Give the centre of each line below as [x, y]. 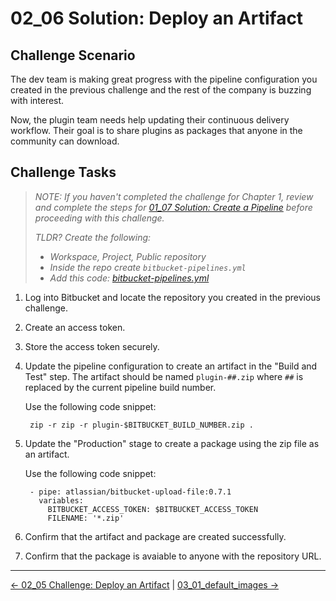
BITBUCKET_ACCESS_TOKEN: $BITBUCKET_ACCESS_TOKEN [153, 509]
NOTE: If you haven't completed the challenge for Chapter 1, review [174, 196]
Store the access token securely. [92, 346]
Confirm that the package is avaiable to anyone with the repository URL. [173, 556]
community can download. [65, 141]
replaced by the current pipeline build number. [120, 387]
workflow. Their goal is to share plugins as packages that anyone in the [156, 130]
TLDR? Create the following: [93, 237]
